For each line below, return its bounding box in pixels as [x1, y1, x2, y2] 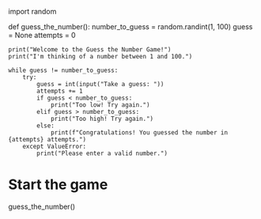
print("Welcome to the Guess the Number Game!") [8, 46, 172, 54]
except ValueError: [22, 142, 87, 150]
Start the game [8, 176, 108, 194]
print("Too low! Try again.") [50, 101, 150, 109]
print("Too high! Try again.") [50, 115, 154, 123]
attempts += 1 [36, 87, 83, 95]
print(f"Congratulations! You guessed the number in [50, 129, 228, 137]
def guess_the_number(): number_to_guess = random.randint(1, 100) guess [8, 22, 253, 31]
